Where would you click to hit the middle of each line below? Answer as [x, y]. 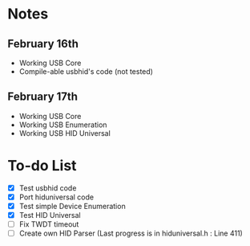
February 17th [42, 97]
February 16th [43, 44]
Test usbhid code [48, 188]
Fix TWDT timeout [49, 224]
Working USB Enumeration [63, 125]
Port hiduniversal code [56, 197]
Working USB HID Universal [65, 133]
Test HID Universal [50, 215]
